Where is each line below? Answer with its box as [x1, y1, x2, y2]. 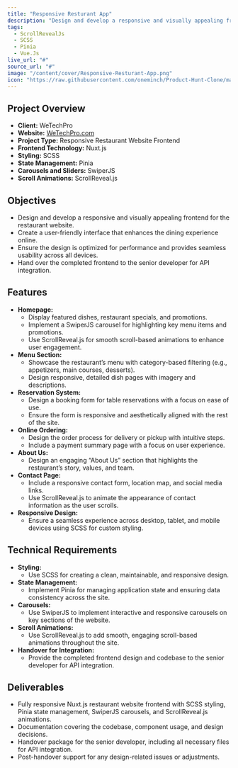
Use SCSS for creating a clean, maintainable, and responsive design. [28, 570, 229, 579]
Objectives [7, 194, 57, 206]
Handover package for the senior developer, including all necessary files [17, 738, 229, 746]
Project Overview [7, 102, 86, 114]
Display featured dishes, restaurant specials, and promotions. [28, 312, 208, 321]
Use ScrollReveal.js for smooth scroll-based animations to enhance [28, 335, 225, 344]
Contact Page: [17, 470, 62, 479]
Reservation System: [17, 388, 81, 397]
